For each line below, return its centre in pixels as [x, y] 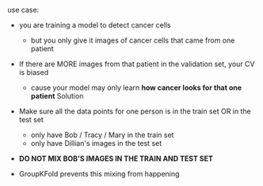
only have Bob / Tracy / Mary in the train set [102, 135]
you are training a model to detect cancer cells [95, 25]
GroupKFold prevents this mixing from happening [99, 174]
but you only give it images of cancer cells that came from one [133, 40]
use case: [23, 10]
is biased [34, 72]
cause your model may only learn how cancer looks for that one [136, 87]
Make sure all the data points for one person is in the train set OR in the [135, 111]
